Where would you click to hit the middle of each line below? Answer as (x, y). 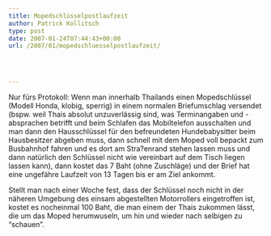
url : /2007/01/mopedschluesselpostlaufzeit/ (85, 46)
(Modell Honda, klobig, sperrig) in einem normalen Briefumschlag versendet (135, 106)
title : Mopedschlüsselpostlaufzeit (68, 16)
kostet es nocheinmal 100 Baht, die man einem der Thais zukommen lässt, (131, 208)
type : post (27, 31)
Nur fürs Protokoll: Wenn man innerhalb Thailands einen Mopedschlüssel (130, 97)
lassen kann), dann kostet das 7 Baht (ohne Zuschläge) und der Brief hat (129, 166)
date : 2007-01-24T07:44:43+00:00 (65, 38)
